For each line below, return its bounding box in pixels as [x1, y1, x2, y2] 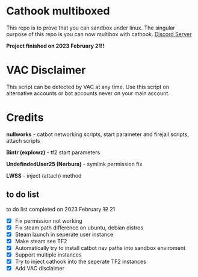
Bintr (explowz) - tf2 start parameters [6, 149, 101, 156]
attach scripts [6, 137, 40, 144]
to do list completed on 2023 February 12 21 [6, 205, 116, 213]
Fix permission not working [14, 217, 82, 224]
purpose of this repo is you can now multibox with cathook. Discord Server [6, 30, 192, 37]
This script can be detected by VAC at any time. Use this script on [6, 83, 170, 90]
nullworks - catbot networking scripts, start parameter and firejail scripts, [6, 131, 190, 138]
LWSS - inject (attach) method [6, 172, 82, 179]
